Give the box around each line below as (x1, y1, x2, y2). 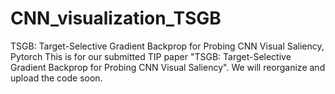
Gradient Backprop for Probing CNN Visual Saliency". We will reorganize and (10, 61, 326, 73)
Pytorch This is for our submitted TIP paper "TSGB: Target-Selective (10, 50, 292, 62)
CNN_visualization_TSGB (10, 7, 222, 30)
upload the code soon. (10, 72, 103, 84)
